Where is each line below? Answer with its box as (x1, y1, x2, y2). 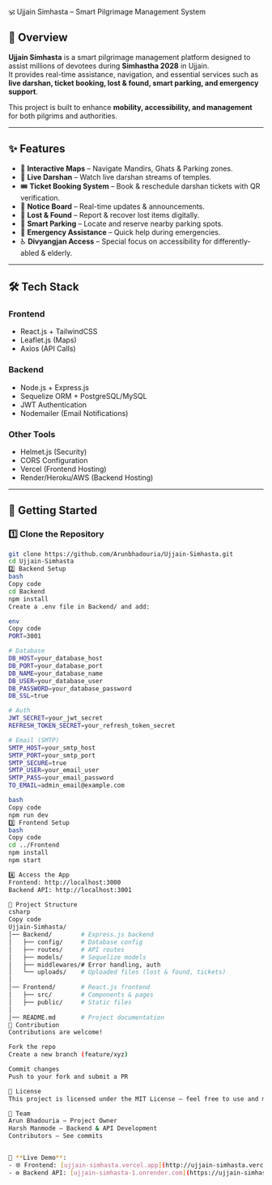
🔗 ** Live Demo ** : (8, 1153, 67, 1162)
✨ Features (8, 142, 66, 156)
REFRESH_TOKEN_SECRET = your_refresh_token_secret (8, 722, 176, 730)
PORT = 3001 (8, 632, 42, 640)
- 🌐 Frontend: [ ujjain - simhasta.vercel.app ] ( (8, 1161, 166, 1169)
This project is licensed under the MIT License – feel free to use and (8, 1094, 259, 1103)
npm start (8, 856, 42, 864)
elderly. (47, 248, 73, 257)
